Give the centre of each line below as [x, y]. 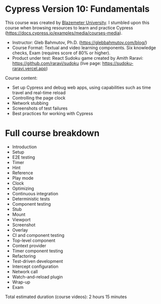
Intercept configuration [35, 266]
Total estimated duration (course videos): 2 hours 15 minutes [66, 297]
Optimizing [23, 188]
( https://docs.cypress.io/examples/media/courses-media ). [64, 33]
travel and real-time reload [39, 93]
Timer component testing [38, 251]
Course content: [21, 78]
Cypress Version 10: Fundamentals [77, 9]
